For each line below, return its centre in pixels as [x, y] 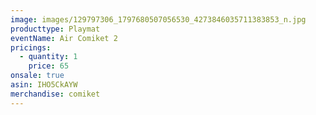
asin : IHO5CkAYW [44, 85]
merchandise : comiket [55, 94]
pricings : [31, 47]
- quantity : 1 [48, 57]
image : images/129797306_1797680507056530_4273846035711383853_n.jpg [158, 19]
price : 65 [49, 66]
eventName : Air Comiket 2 [64, 38]
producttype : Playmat [55, 29]
